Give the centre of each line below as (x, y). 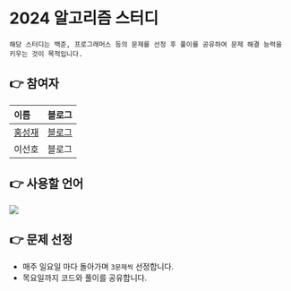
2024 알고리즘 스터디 (84, 18)
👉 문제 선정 (41, 240)
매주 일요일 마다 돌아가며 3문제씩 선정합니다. (98, 267)
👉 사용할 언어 (47, 184)
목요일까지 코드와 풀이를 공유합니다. (85, 278)
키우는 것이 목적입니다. (46, 54)
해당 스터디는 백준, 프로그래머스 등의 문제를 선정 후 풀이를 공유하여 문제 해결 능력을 (145, 44)
